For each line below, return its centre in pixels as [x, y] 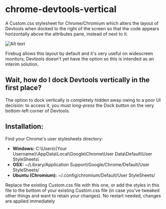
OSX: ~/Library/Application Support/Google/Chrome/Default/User [81, 164]
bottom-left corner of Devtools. [38, 111]
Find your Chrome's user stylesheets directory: [54, 138]
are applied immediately [30, 201]
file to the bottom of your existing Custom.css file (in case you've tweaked [82, 190]
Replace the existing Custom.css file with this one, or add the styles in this [82, 185]
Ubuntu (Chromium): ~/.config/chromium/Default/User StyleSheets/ [84, 175]
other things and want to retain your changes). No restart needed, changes [83, 195]
